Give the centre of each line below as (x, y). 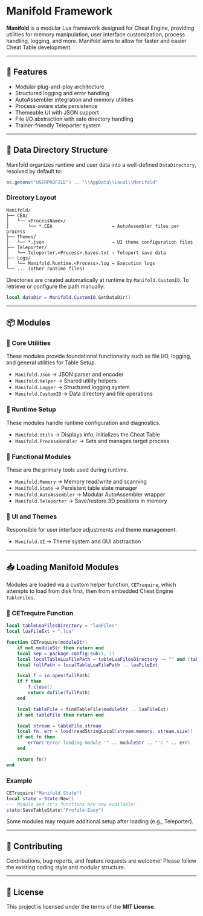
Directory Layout (31, 198)
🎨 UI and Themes (32, 517)
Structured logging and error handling (62, 93)
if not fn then (36, 737)
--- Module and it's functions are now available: (71, 804)
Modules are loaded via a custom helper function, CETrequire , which (91, 584)
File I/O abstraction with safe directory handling (74, 119)
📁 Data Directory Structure (57, 150)
